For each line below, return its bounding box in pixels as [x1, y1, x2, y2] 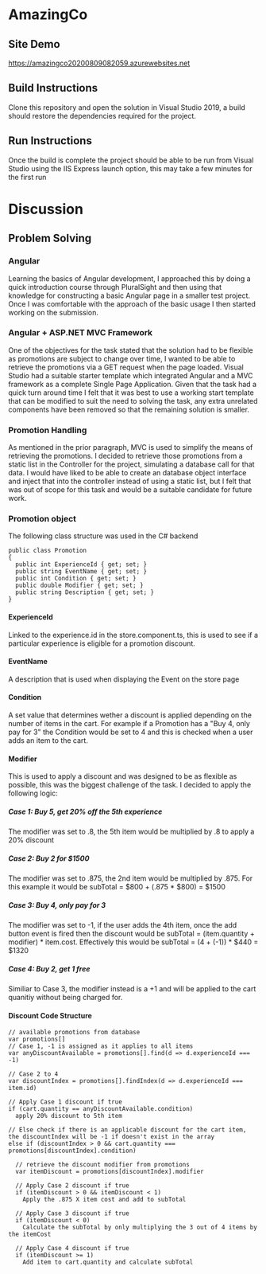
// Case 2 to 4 [8, 1070, 59, 1078]
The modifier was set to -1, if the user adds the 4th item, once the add [8, 920, 237, 930]
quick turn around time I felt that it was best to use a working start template [8, 388, 254, 397]
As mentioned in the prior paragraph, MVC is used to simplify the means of [8, 443, 253, 452]
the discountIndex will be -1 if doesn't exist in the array [8, 1133, 215, 1141]
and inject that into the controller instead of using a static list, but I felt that [8, 476, 252, 487]
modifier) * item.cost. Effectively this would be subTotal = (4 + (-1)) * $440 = [8, 937, 259, 947]
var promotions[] [8, 1035, 66, 1044]
